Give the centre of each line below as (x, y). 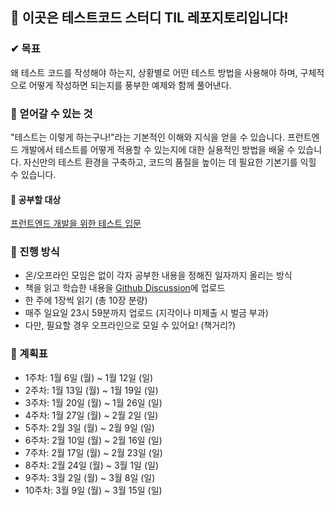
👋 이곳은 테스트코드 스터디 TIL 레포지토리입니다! (149, 18)
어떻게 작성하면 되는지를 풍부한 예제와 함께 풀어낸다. (130, 85)
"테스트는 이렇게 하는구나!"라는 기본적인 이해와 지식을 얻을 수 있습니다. (148, 137)
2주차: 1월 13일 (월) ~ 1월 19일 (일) (91, 390)
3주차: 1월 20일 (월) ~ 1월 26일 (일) (93, 402)
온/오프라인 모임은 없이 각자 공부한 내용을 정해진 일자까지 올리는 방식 (158, 275)
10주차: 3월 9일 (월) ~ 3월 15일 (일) (93, 490)
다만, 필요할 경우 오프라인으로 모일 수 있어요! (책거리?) (130, 325)
